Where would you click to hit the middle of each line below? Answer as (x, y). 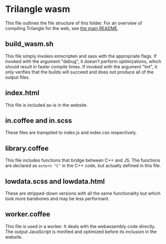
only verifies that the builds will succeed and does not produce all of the (79, 72)
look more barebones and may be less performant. (57, 199)
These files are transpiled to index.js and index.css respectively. (71, 133)
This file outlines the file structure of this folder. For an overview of (74, 23)
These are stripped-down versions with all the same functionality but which (83, 193)
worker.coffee (28, 214)
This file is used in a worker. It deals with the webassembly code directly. (80, 226)
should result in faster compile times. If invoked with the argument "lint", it (81, 66)
